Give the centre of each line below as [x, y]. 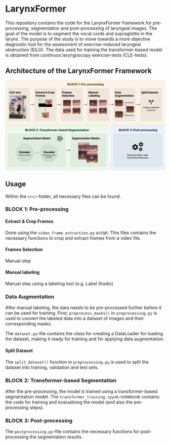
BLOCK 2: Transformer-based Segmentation [61, 380]
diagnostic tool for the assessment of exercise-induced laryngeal [73, 44]
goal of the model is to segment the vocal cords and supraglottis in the [79, 33]
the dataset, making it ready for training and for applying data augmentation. [85, 339]
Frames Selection [24, 250]
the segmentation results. [56, 437]
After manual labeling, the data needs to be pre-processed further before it [83, 308]
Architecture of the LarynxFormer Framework [78, 71]
